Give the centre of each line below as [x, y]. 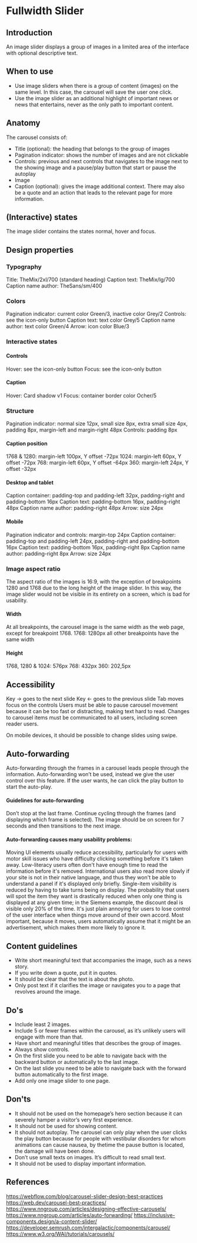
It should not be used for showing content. [66, 1126]
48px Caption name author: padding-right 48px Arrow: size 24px [85, 508]
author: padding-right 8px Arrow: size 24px [59, 553]
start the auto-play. [29, 787]
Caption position [27, 443]
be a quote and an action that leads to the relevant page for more [94, 192]
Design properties [40, 250]
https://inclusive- [154, 1215]
